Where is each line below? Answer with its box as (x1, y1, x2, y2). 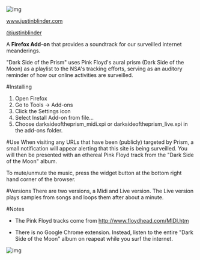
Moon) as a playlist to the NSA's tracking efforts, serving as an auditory (6, 65, 183, 72)
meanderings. (6, 47, 41, 54)
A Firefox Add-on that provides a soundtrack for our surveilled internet (6, 41, 182, 48)
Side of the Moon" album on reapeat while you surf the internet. (14, 235, 173, 242)
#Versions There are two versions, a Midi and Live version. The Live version (6, 187, 194, 194)
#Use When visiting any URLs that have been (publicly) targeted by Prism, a (6, 138, 194, 146)
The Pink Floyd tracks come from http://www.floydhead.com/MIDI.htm (14, 217, 189, 224)
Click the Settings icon (14, 108, 71, 114)
